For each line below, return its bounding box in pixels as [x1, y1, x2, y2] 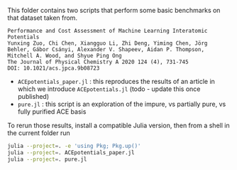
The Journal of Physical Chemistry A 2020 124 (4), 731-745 [7, 58, 189, 65]
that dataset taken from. [7, 14, 78, 22]
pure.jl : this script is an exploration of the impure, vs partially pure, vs [17, 100, 226, 108]
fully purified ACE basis [17, 107, 87, 116]
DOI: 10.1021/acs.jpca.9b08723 [7, 65, 100, 72]
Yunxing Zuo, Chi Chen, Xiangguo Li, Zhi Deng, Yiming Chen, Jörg [7, 40, 208, 47]
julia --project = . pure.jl [7, 156, 87, 163]
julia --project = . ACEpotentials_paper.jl [7, 149, 135, 156]
